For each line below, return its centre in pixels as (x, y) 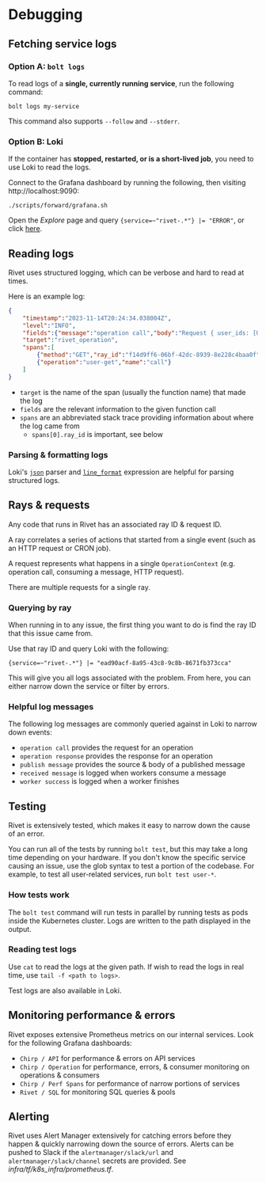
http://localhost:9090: (44, 191)
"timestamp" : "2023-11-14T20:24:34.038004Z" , (97, 318)
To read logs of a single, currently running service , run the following (121, 83)
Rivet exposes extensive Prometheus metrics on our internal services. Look (131, 1034)
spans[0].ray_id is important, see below (97, 434)
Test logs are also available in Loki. (65, 990)
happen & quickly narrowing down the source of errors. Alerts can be (121, 1144)
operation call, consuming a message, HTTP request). (96, 572)
